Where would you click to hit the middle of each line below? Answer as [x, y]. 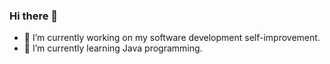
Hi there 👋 [34, 16]
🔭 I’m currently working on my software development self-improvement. [172, 38]
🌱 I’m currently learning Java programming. [113, 48]
